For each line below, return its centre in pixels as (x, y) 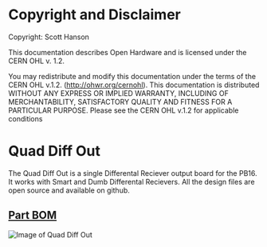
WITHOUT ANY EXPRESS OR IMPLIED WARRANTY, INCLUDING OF (118, 93)
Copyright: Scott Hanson (49, 37)
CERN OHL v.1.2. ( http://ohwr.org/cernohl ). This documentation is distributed (134, 85)
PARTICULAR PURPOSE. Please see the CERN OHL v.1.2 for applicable (124, 110)
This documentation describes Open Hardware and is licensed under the (128, 52)
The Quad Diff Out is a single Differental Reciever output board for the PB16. (133, 173)
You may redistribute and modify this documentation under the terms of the (132, 76)
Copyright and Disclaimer (95, 15)
